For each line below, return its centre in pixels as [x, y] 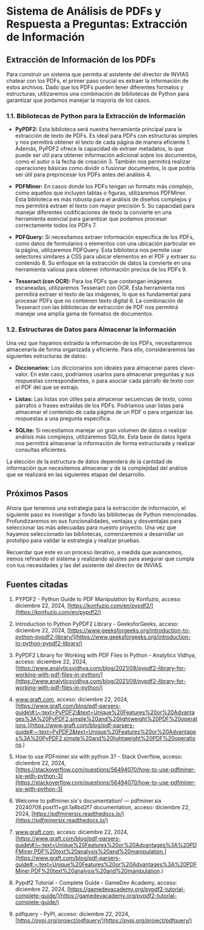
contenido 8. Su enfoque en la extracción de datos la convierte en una [103, 263]
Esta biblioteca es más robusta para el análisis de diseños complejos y [103, 199]
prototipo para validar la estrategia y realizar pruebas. [73, 540]
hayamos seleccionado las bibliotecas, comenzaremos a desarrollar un [95, 534]
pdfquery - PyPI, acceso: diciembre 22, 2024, [72, 914]
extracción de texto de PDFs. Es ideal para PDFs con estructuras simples [106, 136]
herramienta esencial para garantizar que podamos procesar [91, 219]
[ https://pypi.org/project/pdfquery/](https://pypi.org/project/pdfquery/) [104, 921]
